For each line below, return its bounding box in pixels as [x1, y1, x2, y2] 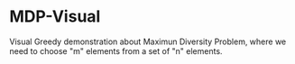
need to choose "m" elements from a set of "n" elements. [9, 45, 223, 56]
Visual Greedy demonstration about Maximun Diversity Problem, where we [9, 36, 287, 47]
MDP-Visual [9, 6, 101, 27]
